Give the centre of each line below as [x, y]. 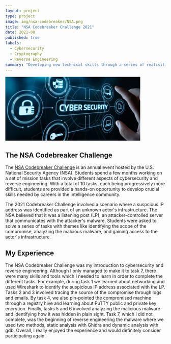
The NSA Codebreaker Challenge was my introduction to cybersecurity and [84, 265]
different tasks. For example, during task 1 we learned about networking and [85, 281]
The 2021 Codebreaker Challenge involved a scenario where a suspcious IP [84, 205]
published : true [22, 38]
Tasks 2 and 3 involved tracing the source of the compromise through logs [83, 292]
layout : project [22, 11]
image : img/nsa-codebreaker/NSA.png [44, 21]
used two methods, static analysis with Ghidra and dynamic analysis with [82, 325]
